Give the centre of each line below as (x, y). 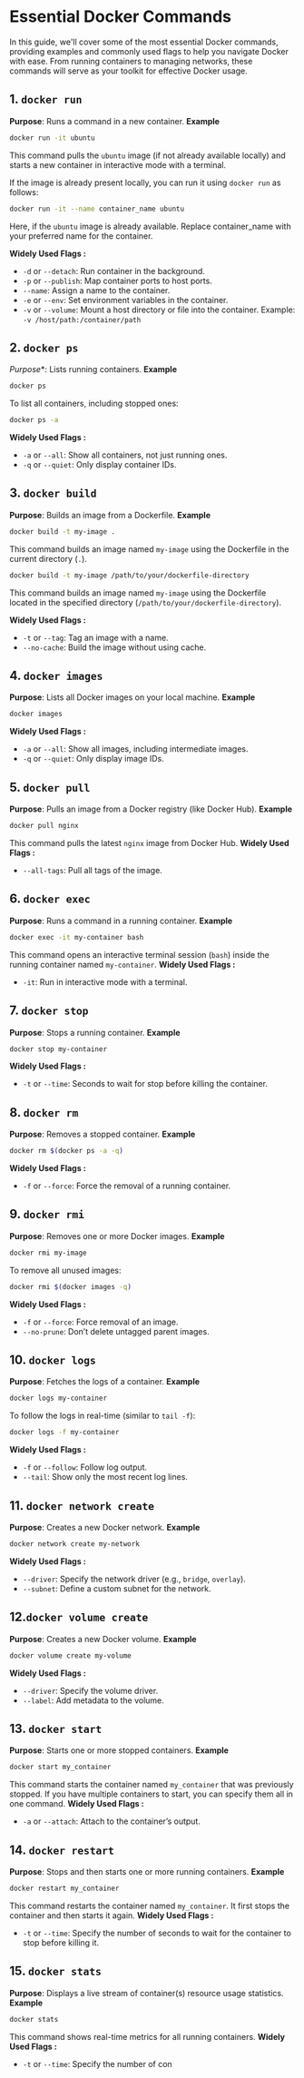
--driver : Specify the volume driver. (90, 1690)
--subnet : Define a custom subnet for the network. (117, 1588)
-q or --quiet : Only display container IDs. (99, 465)
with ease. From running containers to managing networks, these (131, 61)
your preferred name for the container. (81, 236)
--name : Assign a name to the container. (96, 290)
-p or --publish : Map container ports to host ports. (118, 281)
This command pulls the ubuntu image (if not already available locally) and (147, 155)
